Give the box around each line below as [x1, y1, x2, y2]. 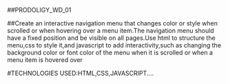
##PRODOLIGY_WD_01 [7, 6, 72, 14]
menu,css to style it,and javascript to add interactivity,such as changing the [7, 41, 222, 49]
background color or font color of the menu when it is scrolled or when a [7, 48, 214, 56]
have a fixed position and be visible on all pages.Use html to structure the [7, 34, 216, 42]
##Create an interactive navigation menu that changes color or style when [7, 19, 218, 27]
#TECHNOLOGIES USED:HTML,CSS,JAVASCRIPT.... [7, 69, 154, 77]
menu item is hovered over [7, 56, 83, 64]
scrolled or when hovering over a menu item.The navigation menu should [7, 27, 215, 34]
